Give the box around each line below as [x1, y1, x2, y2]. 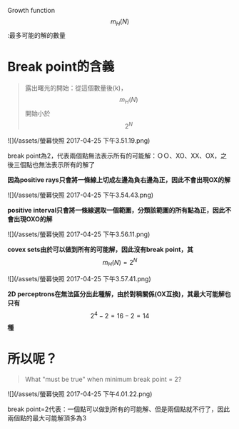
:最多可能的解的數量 [7, 31, 66, 39]
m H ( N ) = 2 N [102, 257, 138, 268]
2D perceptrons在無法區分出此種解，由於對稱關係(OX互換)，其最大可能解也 [7, 289, 231, 298]
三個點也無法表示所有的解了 [13, 161, 95, 169]
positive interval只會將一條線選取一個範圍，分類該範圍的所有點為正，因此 [7, 206, 225, 215]
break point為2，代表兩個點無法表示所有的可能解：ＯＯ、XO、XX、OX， [7, 151, 221, 160]
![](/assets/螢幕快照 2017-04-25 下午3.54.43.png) [7, 191, 154, 199]
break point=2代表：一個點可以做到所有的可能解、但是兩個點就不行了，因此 [7, 405, 230, 413]
